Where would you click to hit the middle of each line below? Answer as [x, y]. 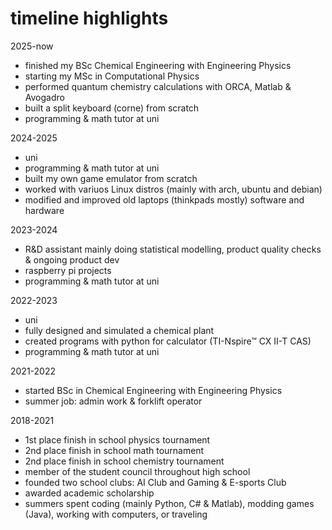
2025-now [32, 46]
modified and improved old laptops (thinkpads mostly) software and [164, 199]
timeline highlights [89, 18]
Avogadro [44, 97]
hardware [44, 210]
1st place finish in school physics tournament [117, 439]
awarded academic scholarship [89, 493]
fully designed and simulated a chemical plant [119, 330]
